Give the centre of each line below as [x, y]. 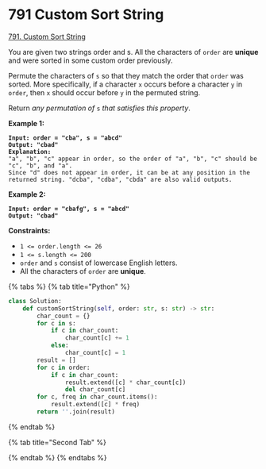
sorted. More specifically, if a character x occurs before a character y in [125, 84]
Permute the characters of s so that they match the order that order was [126, 75]
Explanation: [30, 152]
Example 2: [27, 194]
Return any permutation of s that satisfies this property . [99, 108]
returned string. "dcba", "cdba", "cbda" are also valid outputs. [120, 179]
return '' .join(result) [76, 412]
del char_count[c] [95, 390]
